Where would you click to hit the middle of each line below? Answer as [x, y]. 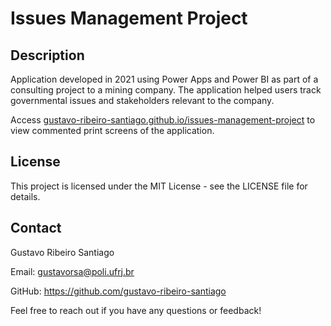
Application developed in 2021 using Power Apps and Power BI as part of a [164, 79]
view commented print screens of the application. [112, 130]
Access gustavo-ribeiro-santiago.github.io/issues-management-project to [163, 120]
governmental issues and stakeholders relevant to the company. [142, 100]
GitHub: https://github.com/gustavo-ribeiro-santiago [118, 291]
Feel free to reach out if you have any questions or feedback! [136, 310]
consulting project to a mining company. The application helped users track [166, 90]
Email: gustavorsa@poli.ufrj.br [72, 271]
